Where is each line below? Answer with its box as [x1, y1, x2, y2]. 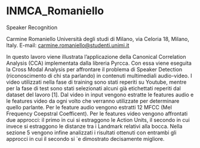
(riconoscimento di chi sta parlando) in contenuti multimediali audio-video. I [6, 72, 192, 79]
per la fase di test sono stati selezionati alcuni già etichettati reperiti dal [6, 84, 181, 92]
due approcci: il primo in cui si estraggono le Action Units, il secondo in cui [6, 116, 190, 123]
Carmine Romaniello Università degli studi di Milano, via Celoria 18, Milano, [6, 35, 190, 42]
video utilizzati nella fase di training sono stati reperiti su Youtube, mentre [6, 78, 187, 86]
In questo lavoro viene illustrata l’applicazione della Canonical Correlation [6, 53, 186, 60]
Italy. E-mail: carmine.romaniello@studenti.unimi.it [6, 42, 130, 49]
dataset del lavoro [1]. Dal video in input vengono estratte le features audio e [6, 91, 194, 98]
